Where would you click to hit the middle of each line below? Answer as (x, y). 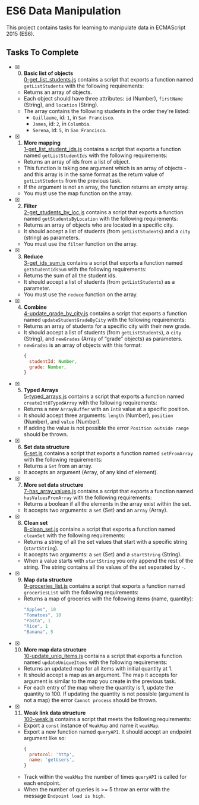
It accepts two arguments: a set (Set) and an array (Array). (96, 510)
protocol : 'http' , (52, 754)
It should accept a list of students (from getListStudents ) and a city (107, 231)
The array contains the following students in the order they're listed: (107, 111)
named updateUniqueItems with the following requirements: (95, 662)
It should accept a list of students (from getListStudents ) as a (99, 281)
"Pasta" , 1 (37, 621)
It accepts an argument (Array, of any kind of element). (91, 472)
